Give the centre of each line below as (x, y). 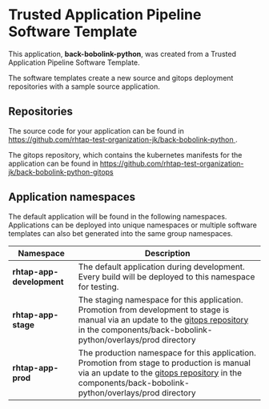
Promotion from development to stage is (154, 310)
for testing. (98, 287)
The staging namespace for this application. (161, 299)
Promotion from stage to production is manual (164, 363)
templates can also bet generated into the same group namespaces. (121, 233)
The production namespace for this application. (167, 352)
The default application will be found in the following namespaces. (118, 216)
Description (167, 253)
